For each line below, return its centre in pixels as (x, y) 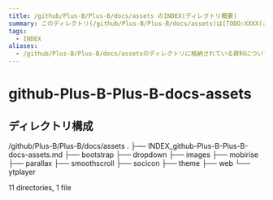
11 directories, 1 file (40, 187)
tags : (17, 31)
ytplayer (22, 172)
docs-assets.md (36, 154)
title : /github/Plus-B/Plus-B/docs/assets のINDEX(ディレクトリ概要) (123, 16)
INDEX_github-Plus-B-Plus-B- (198, 146)
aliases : (23, 46)
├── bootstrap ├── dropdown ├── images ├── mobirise (161, 154)
